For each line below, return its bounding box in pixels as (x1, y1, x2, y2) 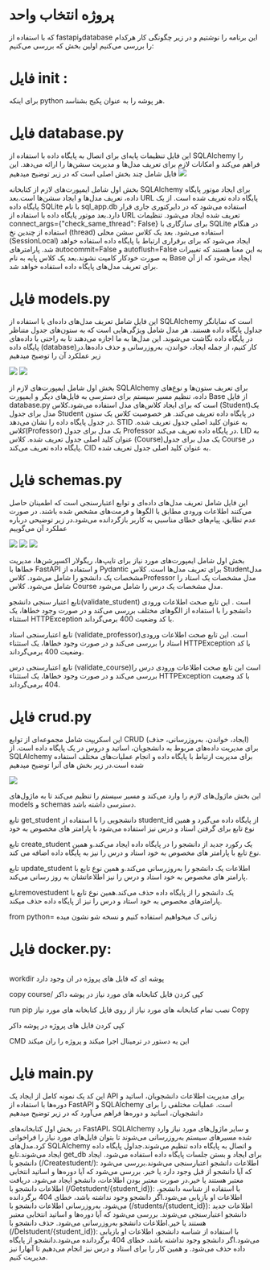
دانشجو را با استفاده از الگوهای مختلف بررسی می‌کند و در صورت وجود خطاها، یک (9, 605, 252, 615)
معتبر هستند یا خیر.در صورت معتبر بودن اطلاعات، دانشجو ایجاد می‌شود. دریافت (9, 1175, 244, 1185)
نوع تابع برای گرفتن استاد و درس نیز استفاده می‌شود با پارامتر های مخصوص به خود (9, 824, 256, 833)
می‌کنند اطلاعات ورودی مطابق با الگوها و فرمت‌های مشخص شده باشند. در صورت (9, 506, 252, 516)
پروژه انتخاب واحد (9, 6, 115, 24)
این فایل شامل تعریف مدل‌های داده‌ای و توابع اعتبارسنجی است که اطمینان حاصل (9, 497, 248, 507)
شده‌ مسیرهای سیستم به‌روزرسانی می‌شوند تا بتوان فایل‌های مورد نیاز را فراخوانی (9, 1132, 252, 1142)
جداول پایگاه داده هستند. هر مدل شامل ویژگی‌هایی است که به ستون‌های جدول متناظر (9, 325, 263, 334)
